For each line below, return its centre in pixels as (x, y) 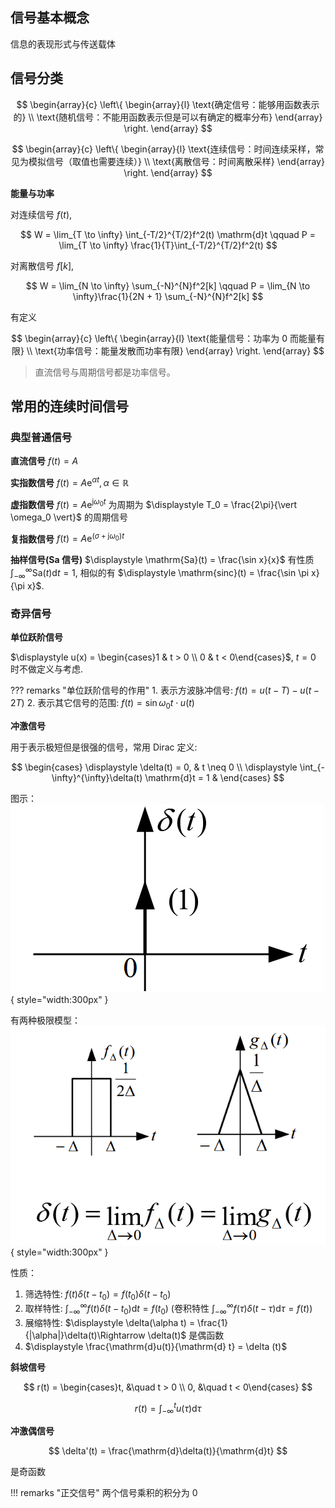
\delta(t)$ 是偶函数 (186, 1335)
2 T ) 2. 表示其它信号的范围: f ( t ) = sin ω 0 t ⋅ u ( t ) (102, 704)
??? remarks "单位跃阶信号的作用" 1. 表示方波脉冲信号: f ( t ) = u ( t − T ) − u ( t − (165, 690)
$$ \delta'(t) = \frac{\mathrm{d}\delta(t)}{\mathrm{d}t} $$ (168, 1451)
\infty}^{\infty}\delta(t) (97, 777)
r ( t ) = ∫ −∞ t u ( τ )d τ (168, 1408)
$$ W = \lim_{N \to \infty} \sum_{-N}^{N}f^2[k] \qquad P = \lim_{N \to (168, 285)
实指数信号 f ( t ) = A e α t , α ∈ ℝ (70, 481)
